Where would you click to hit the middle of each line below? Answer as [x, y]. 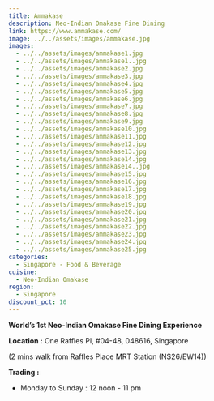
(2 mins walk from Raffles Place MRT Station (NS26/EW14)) [107, 356]
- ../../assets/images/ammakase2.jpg [79, 69]
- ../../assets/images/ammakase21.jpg [81, 220]
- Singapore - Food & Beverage [68, 264]
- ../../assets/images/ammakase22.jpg [81, 227]
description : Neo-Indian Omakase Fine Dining [86, 23]
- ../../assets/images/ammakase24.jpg [81, 242]
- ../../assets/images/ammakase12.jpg [81, 144]
